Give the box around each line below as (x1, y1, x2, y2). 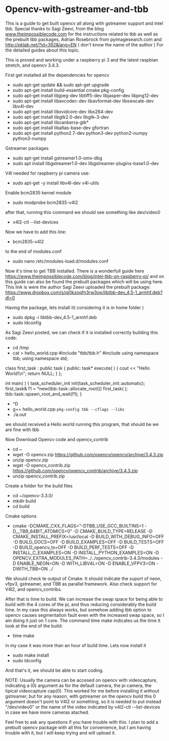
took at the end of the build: (5, 622, 63, 629)
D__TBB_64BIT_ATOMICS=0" (12, 528, 72, 534)
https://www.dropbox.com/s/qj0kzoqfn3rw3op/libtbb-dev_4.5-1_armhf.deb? (5, 289, 163, 295)
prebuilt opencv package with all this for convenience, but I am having (5, 724, 151, 730)
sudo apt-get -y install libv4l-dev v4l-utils (12, 180, 99, 186)
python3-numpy (12, 135, 46, 141)
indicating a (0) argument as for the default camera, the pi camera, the (5, 682, 152, 689)
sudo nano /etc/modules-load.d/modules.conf (12, 258, 109, 264)
